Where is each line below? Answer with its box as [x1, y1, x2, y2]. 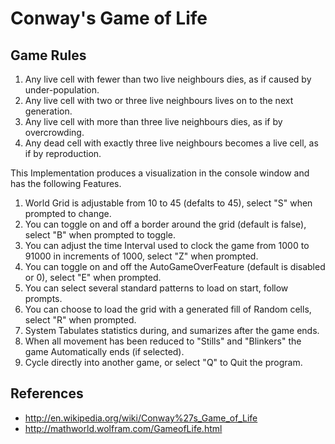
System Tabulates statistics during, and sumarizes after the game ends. [24, 325, 320, 336]
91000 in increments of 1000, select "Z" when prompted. [24, 250, 259, 262]
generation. [24, 105, 73, 117]
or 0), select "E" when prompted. [24, 272, 162, 283]
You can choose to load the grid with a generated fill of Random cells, [24, 303, 312, 315]
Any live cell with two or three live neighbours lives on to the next [24, 95, 294, 106]
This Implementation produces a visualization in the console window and [10, 167, 310, 179]
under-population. [24, 84, 100, 96]
